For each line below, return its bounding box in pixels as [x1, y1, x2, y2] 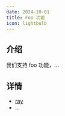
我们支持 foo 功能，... [6, 61, 59, 69]
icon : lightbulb [6, 20, 47, 26]
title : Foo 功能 [6, 15, 45, 21]
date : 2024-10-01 [6, 9, 50, 15]
